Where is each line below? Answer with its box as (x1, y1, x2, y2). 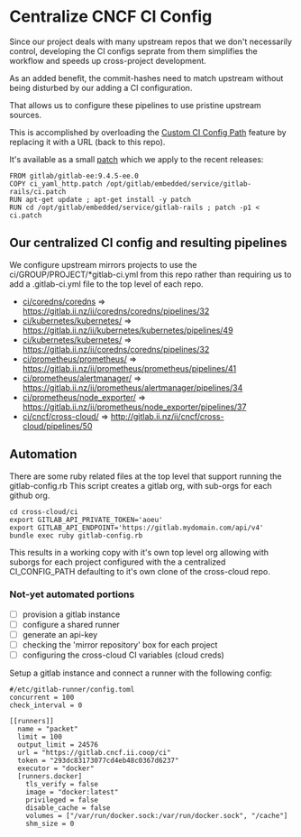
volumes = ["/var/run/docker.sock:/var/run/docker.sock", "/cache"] (25, 812, 288, 821)
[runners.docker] (17, 772, 83, 781)
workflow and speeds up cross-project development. (9, 55, 207, 66)
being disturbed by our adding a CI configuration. (9, 82, 193, 93)
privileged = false (25, 796, 99, 805)
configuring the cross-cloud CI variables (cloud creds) (22, 649, 225, 660)
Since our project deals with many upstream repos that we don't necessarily (9, 36, 293, 47)
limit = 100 (17, 732, 63, 741)
